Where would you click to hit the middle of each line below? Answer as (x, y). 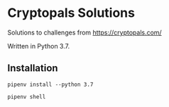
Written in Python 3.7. (38, 46)
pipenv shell (27, 96)
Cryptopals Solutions (71, 13)
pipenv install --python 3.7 (50, 84)
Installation (33, 68)
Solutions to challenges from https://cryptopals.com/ (84, 32)
